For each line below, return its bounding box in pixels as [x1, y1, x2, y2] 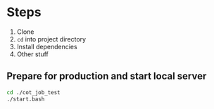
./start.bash [6, 96, 45, 103]
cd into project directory [16, 34, 86, 43]
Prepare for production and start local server [6, 70, 207, 82]
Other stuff [16, 50, 49, 58]
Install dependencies [16, 42, 78, 51]
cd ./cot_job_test [6, 89, 61, 96]
